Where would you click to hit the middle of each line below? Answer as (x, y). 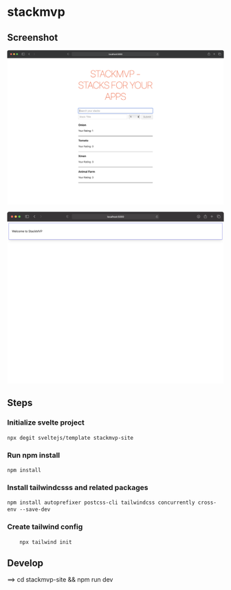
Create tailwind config (45, 527)
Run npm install (34, 455)
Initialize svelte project (46, 423)
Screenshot (33, 38)
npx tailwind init (46, 542)
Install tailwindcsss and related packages (78, 487)
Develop (25, 563)
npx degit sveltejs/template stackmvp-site (70, 438)
